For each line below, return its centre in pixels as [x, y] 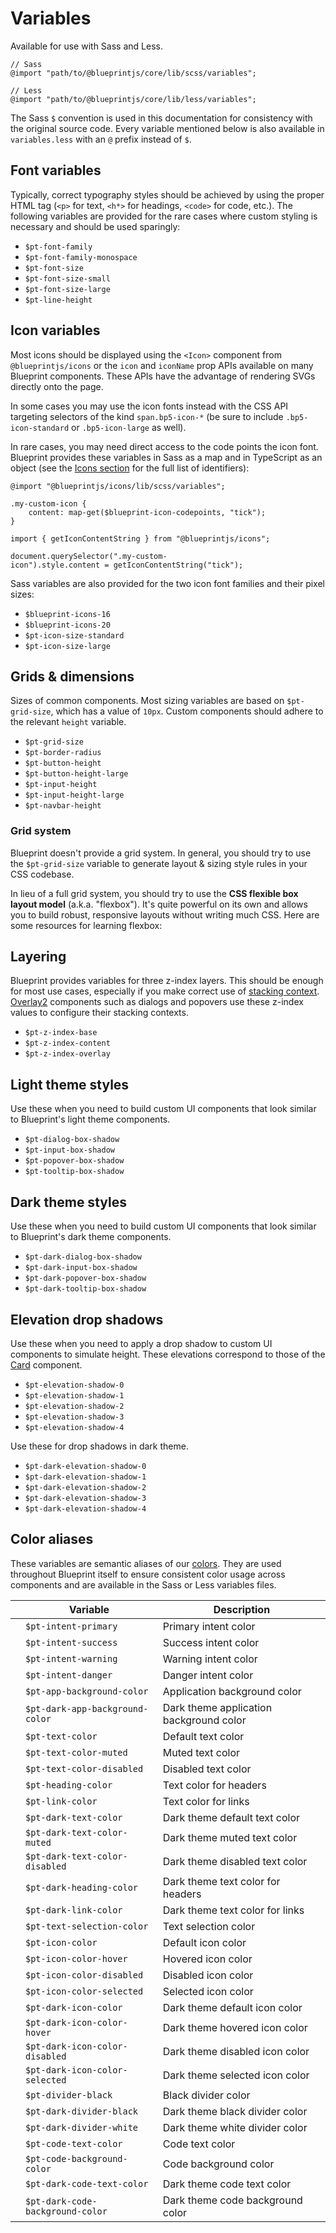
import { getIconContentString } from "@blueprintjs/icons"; [140, 538]
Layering [38, 957]
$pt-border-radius [63, 753]
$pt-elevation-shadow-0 [74, 1385]
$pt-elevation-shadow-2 [74, 1406]
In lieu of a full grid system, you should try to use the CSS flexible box [154, 893]
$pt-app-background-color [87, 1691]
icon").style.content [55, 565]
